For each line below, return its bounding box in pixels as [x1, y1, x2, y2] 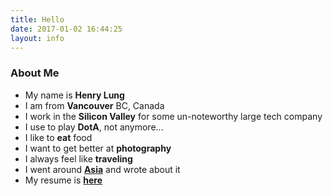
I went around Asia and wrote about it [24, 163, 181, 175]
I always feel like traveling [24, 152, 133, 165]
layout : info [10, 33, 65, 43]
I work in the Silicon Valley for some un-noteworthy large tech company [24, 110, 323, 122]
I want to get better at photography [24, 142, 172, 154]
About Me [10, 66, 60, 80]
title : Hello [10, 14, 65, 25]
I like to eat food [24, 131, 93, 143]
